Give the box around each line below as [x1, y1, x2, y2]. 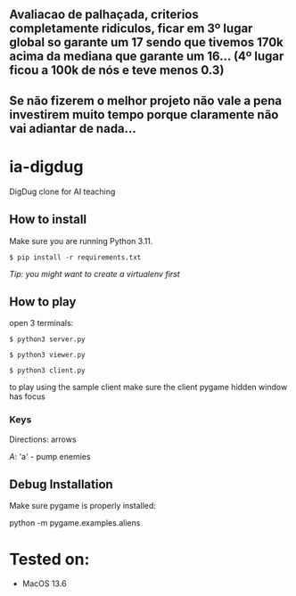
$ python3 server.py [9, 335, 86, 344]
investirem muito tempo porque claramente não [9, 107, 279, 122]
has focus [9, 391, 46, 402]
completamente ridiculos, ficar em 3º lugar [9, 21, 253, 37]
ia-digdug [9, 156, 84, 176]
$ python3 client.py [9, 366, 86, 375]
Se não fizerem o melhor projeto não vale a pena [9, 93, 283, 108]
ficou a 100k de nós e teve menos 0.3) [9, 62, 225, 78]
